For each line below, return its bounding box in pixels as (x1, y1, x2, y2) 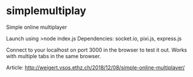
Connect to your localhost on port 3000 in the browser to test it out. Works (6, 46, 187, 53)
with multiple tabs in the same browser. (6, 52, 101, 59)
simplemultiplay (6, 4, 86, 18)
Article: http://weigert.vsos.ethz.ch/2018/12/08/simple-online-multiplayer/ (6, 63, 185, 71)
